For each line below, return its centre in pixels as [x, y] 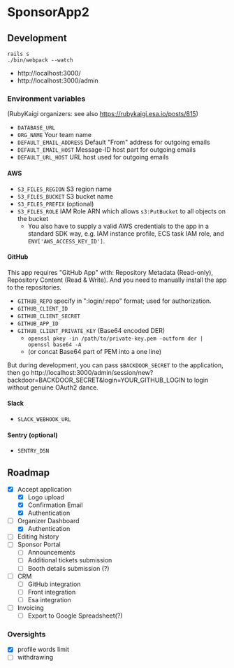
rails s [19, 54]
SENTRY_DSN [33, 451]
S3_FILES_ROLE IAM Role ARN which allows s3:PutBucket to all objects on [121, 211]
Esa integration [49, 599]
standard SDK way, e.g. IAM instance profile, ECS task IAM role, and [126, 233]
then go [19, 372]
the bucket [33, 218]
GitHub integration [54, 584]
